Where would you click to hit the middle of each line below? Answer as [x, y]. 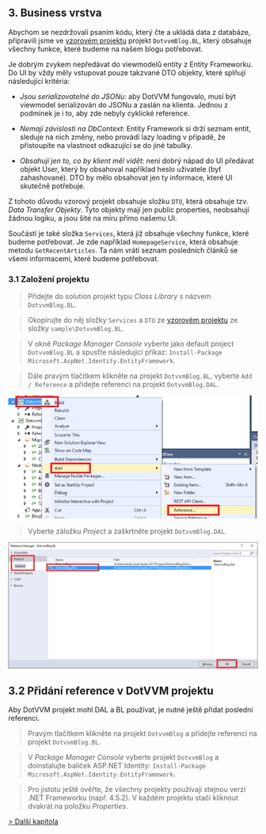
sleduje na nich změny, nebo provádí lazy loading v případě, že [122, 137]
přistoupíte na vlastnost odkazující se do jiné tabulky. [106, 145]
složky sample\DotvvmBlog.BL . [76, 328]
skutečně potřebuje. [52, 186]
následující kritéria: [39, 81]
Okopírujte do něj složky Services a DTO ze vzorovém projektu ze [133, 320]
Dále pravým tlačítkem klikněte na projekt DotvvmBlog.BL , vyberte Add [140, 376]
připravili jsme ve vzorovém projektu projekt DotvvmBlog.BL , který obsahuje [130, 40]
